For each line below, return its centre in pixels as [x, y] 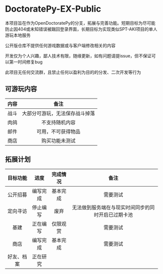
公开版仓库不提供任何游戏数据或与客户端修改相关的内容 [60, 45]
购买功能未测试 [59, 140]
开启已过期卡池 [116, 215]
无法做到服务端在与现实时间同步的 [111, 207]
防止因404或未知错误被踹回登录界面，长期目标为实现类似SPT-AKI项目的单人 [81, 29]
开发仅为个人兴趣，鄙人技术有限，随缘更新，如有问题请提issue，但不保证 [78, 56]
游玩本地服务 [18, 35]
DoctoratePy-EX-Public [53, 9]
